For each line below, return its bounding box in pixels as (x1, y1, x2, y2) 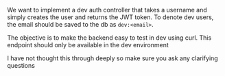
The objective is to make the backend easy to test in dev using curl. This (7, 34, 212, 42)
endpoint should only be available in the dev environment (7, 41, 169, 49)
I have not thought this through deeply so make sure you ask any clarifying (7, 54, 218, 62)
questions (7, 62, 36, 69)
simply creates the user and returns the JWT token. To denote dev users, (7, 13, 214, 21)
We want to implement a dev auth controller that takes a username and (7, 6, 207, 14)
